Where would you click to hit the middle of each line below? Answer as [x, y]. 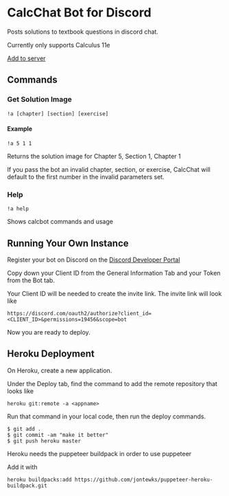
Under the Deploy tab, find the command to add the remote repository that [112, 383]
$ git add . [24, 429]
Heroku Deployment [51, 354]
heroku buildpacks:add [39, 480]
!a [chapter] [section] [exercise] [58, 114]
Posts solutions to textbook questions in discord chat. [83, 32]
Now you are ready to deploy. [49, 332]
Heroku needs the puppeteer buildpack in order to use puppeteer [99, 453]
